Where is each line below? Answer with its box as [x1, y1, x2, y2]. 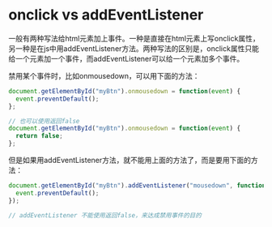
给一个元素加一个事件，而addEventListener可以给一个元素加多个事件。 [8, 54, 244, 63]
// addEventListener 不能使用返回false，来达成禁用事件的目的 [8, 211, 202, 220]
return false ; [15, 132, 63, 140]
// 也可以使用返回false [8, 117, 80, 125]
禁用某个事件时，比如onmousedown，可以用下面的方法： [8, 71, 200, 80]
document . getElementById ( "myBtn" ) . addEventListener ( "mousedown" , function [8, 182, 266, 190]
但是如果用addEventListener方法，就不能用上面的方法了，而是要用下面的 [8, 156, 252, 165]
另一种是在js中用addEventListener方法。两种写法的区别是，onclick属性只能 [8, 43, 259, 54]
